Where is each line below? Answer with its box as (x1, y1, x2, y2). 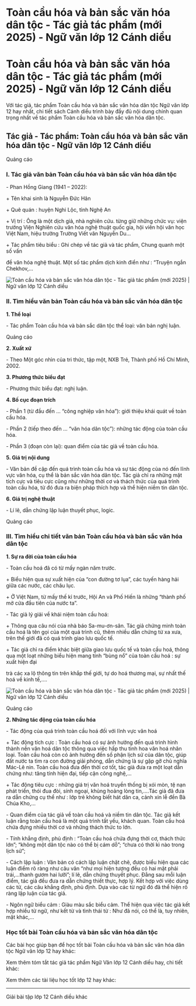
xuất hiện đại (6, 658, 37, 665)
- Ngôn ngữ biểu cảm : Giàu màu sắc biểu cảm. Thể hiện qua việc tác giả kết (6, 901, 190, 908)
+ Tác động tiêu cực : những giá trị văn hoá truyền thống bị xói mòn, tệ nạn (6, 781, 186, 788)
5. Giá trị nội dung (6, 454, 50, 461)
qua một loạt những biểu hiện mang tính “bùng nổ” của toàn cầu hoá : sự (6, 652, 181, 659)
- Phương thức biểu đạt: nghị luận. (6, 385, 89, 392)
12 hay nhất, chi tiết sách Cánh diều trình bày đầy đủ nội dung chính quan (6, 108, 183, 115)
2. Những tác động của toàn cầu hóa (6, 716, 96, 723)
